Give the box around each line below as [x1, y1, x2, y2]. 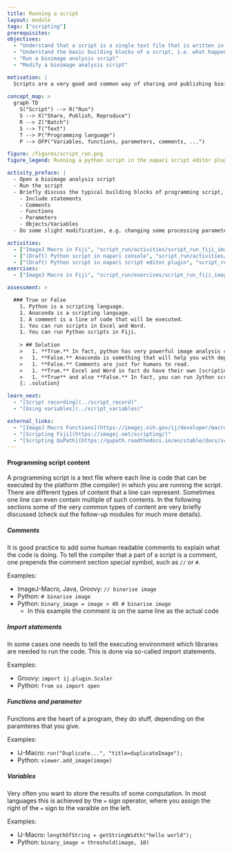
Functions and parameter [7, 697, 82, 705]
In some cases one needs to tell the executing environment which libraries [7, 640, 219, 649]
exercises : [7, 265, 39, 273]
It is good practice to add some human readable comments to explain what [7, 543, 220, 552]
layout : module [7, 17, 51, 23]
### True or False [13, 297, 67, 304]
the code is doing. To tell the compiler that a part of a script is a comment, [7, 551, 217, 559]
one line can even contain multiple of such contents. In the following [7, 496, 202, 504]
